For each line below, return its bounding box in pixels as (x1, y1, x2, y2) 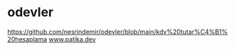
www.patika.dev (48, 35, 96, 43)
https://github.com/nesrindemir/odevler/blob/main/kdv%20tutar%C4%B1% (7, 27, 229, 36)
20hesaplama (7, 35, 48, 43)
